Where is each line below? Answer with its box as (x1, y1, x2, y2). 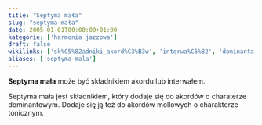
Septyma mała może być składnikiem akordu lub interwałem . (8, 76, 206, 86)
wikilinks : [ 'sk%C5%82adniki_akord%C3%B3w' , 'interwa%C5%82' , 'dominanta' (8, 48, 258, 55)
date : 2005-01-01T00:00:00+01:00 (8, 26, 118, 34)
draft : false (8, 41, 51, 48)
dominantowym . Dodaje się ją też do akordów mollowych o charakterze (8, 99, 239, 109)
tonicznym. (8, 108, 45, 117)
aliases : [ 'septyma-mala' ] (8, 55, 96, 63)
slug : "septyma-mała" (8, 19, 79, 27)
